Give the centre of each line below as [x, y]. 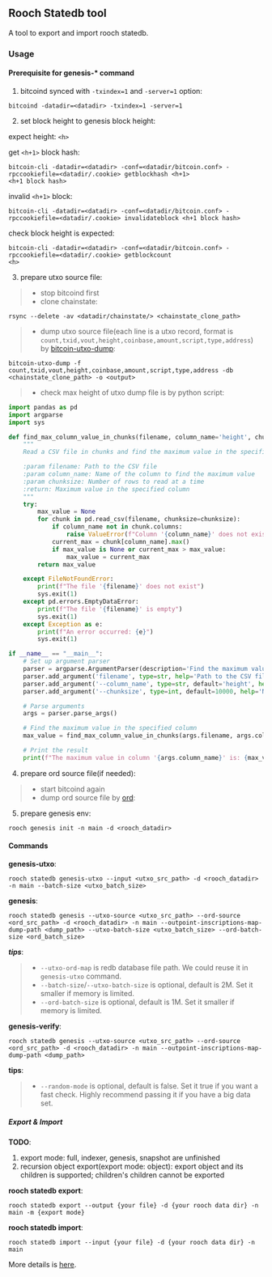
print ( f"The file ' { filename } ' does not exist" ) [121, 587]
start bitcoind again [72, 789]
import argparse [36, 415]
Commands [28, 846]
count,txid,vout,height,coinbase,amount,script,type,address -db [121, 370]
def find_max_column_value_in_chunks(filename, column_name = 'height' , [130, 437]
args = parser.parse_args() [70, 714]
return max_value [66, 564]
